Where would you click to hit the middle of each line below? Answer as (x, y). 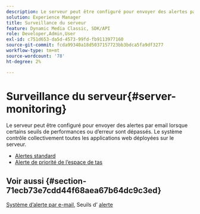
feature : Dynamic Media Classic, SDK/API (58, 28)
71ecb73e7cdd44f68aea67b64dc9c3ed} (84, 190)
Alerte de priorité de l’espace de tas (59, 162)
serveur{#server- (132, 96)
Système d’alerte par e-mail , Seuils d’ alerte (60, 205)
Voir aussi (25, 181)
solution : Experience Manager (44, 17)
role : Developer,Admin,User (41, 34)
